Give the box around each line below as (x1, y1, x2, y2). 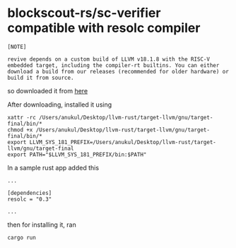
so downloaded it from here (7, 86, 88, 95)
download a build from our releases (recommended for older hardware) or (7, 68, 230, 75)
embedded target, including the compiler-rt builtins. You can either (7, 61, 220, 69)
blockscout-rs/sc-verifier (7, 5, 161, 21)
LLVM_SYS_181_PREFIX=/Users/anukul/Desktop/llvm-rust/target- (29, 138, 217, 146)
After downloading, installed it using (7, 100, 112, 109)
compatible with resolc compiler (7, 20, 201, 36)
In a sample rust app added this (7, 163, 100, 172)
